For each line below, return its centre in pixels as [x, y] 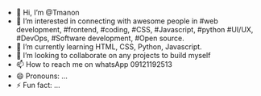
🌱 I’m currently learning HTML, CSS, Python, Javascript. [109, 47]
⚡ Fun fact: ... [38, 85]
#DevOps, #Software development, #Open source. [100, 38]
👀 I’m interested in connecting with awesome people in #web [117, 21]
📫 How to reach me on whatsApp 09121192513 [94, 64]
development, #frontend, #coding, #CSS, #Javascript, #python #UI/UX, [135, 29]
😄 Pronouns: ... [42, 76]
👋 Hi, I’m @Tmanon [48, 13]
